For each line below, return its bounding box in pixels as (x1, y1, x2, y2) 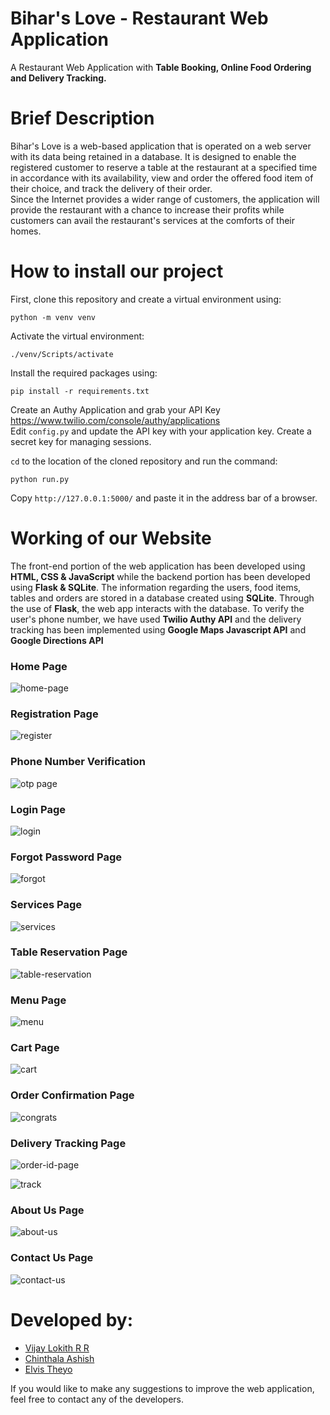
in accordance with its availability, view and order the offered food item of (10, 172, 314, 184)
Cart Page (10, 1041, 60, 1055)
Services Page (10, 898, 82, 912)
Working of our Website (10, 527, 212, 549)
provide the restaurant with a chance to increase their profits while (10, 203, 285, 216)
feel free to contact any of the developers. (10, 1393, 185, 1405)
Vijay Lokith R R (24, 1342, 90, 1354)
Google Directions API (10, 634, 104, 646)
